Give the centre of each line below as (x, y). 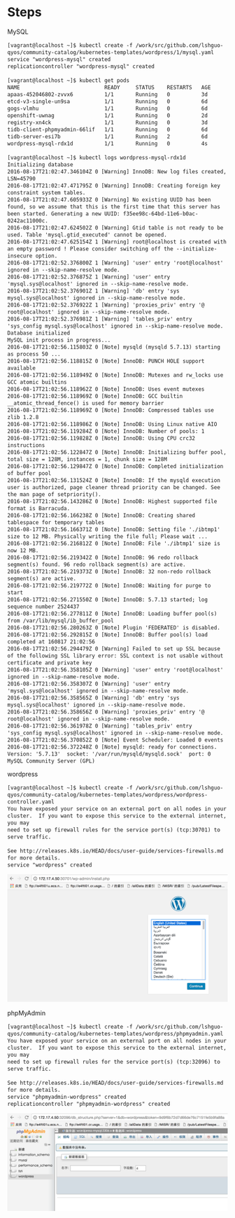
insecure (20, 256)
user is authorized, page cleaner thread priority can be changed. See (114, 487)
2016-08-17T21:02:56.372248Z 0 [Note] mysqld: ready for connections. (112, 747)
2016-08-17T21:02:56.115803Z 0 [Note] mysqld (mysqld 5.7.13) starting (114, 347)
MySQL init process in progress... (59, 340)
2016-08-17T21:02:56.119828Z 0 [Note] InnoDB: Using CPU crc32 (101, 438)
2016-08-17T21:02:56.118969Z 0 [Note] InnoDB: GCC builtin (95, 396)
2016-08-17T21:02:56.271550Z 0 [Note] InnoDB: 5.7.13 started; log (108, 600)
